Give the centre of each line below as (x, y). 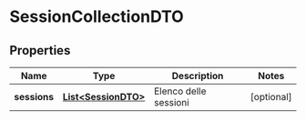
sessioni (171, 102)
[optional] (271, 97)
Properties (40, 50)
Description (198, 76)
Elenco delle (180, 91)
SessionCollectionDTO (97, 17)
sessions (34, 97)
